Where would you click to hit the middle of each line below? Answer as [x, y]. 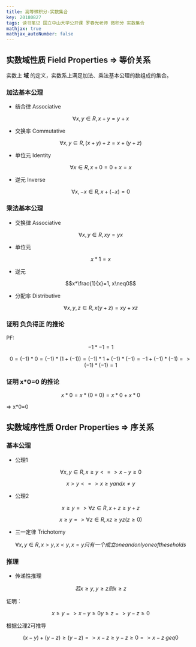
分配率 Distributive [38, 296]
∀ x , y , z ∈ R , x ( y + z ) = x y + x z [101, 308]
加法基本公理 [25, 92]
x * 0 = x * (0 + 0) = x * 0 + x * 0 [101, 395]
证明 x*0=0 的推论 [33, 381]
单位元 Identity [33, 155]
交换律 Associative [38, 222]
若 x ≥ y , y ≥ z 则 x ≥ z [101, 589]
